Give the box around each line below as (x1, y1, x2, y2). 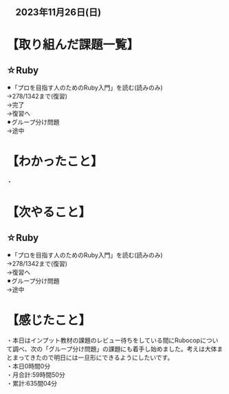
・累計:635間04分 (6, 380, 58, 388)
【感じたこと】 (6, 312, 91, 328)
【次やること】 (6, 204, 91, 220)
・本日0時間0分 (6, 362, 51, 371)
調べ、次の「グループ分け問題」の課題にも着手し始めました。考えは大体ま (12, 345, 223, 353)
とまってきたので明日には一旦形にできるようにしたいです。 (6, 353, 174, 362)
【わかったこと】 (6, 154, 104, 169)
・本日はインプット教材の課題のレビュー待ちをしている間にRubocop (6, 336, 201, 344)
